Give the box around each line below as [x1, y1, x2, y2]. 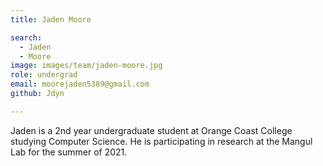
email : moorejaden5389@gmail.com [10, 79, 150, 90]
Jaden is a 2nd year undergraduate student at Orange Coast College [10, 124, 293, 136]
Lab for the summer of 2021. [10, 146, 128, 158]
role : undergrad [10, 70, 78, 80]
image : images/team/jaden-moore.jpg [10, 61, 163, 71]
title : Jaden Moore [10, 14, 92, 25]
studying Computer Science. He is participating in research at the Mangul [10, 135, 313, 147]
